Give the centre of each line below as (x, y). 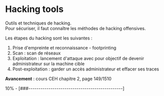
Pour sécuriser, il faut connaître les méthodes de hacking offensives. (76, 28)
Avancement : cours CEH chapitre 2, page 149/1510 (58, 78)
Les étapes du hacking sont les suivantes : (49, 38)
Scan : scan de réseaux (36, 53)
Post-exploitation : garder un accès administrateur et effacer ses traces (86, 69)
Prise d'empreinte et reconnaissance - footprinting (64, 47)
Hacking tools (34, 9)
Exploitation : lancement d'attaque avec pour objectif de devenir (78, 58)
